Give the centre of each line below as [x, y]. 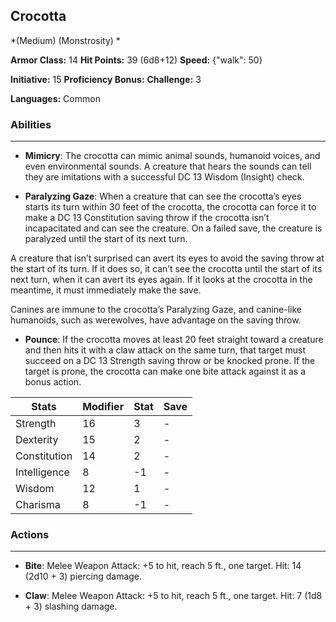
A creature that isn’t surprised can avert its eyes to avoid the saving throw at [167, 258]
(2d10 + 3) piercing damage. [83, 576]
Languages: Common [55, 98]
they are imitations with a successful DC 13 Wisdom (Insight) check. [164, 177]
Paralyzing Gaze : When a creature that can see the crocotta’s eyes [163, 196]
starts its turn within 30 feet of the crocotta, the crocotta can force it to [170, 207]
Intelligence [42, 472]
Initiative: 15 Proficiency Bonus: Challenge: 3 [106, 79]
